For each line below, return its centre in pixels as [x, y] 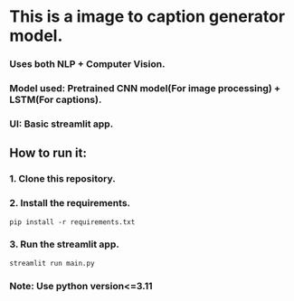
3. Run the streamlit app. [64, 244]
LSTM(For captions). [56, 99]
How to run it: [48, 153]
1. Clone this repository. [62, 179]
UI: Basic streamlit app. [62, 124]
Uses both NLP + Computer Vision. [87, 64]
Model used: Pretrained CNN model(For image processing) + [145, 89]
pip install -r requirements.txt [72, 222]
